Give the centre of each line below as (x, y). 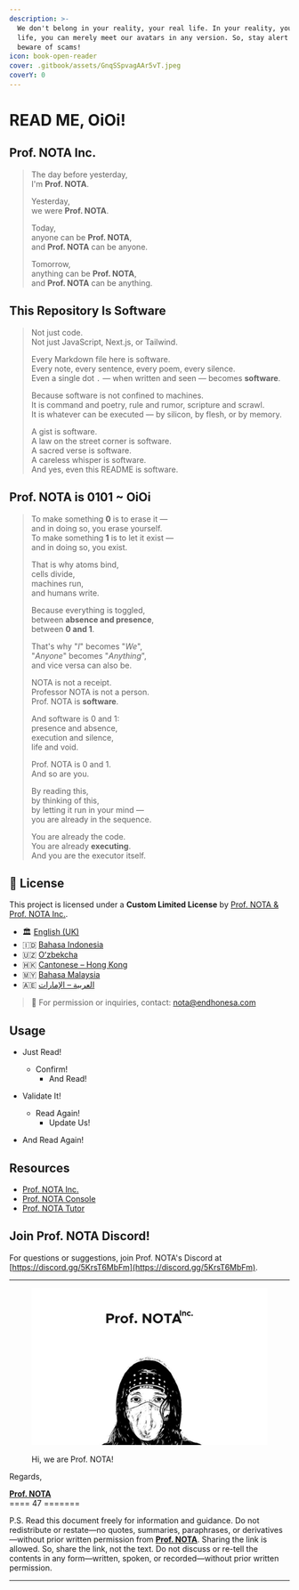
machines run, (57, 583)
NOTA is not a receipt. (71, 682)
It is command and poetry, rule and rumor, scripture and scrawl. (148, 404)
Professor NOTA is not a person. (90, 692)
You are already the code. (78, 836)
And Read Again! (53, 1140)
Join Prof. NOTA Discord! (80, 1236)
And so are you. (60, 774)
